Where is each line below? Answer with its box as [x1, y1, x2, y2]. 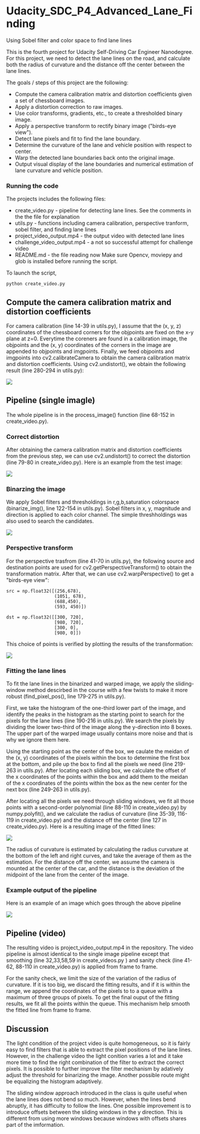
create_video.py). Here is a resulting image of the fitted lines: [6, 823, 156, 830]
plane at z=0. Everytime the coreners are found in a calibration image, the [6, 335, 187, 342]
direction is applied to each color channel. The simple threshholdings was [6, 511, 187, 519]
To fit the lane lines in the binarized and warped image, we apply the [6, 680, 174, 687]
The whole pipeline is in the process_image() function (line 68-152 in [6, 411, 175, 418]
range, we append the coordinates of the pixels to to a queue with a [6, 987, 173, 995]
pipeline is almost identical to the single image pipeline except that [6, 950, 170, 958]
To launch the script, [6, 269, 57, 276]
